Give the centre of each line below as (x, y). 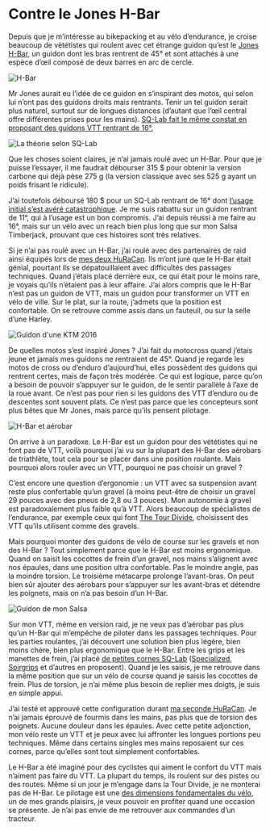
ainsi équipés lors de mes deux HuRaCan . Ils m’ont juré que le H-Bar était (130, 258)
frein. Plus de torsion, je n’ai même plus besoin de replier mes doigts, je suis (134, 684)
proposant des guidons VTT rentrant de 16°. (81, 128)
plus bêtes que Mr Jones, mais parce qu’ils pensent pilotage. (110, 410)
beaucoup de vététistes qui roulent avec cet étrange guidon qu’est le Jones (134, 44)
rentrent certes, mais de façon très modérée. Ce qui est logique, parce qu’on (135, 375)
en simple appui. (36, 693)
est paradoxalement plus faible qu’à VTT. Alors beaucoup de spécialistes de (135, 509)
